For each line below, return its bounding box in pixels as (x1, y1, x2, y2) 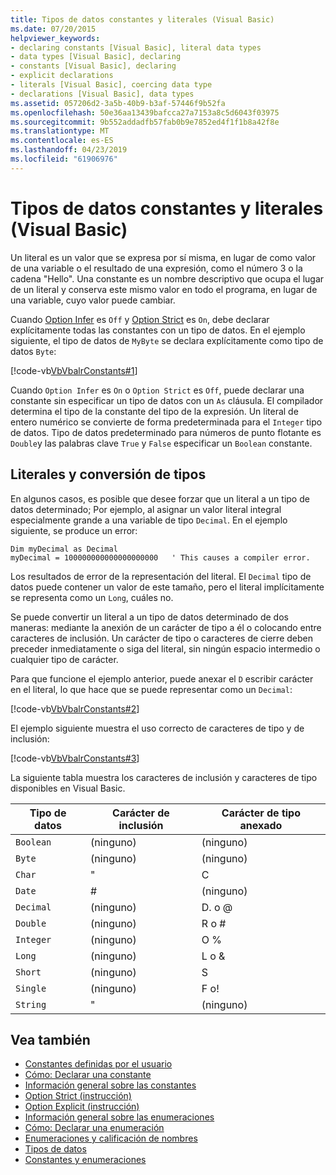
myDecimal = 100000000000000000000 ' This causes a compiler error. (10, 552, 311, 563)
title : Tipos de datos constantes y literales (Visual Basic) (10, 14, 275, 25)
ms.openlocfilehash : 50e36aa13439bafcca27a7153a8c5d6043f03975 (10, 107, 280, 118)
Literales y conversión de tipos (10, 466, 207, 483)
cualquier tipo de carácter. (10, 653, 119, 665)
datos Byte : (10, 345, 57, 357)
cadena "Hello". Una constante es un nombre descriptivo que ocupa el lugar (10, 272, 325, 285)
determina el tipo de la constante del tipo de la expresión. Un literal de (10, 405, 299, 417)
